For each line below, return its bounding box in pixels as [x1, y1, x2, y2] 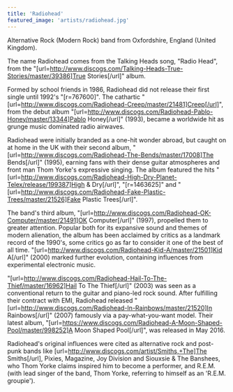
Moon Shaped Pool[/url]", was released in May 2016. [74, 326, 225, 334]
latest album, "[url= [7, 318, 63, 326]
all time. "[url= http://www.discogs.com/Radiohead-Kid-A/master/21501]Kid [7, 246, 223, 254]
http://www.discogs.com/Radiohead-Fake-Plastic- [20, 188, 166, 196]
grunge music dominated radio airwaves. [7, 122, 125, 130]
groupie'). [7, 376, 36, 384]
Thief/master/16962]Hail [7, 281, 77, 289]
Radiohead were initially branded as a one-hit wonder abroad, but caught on [7, 135, 227, 144]
